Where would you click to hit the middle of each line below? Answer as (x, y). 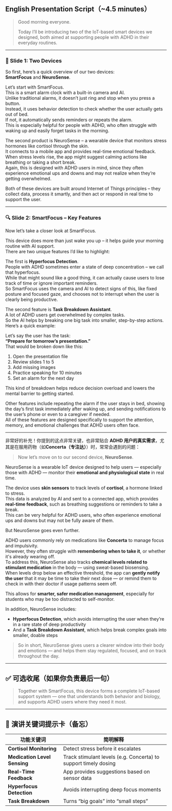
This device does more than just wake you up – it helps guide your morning (84, 241)
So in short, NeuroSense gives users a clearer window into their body (91, 645)
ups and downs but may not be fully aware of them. (60, 520)
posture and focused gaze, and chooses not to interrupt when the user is (82, 294)
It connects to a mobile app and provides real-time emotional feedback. (81, 151)
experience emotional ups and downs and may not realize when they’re (81, 173)
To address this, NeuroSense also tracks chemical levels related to (76, 562)
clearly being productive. (31, 300)
